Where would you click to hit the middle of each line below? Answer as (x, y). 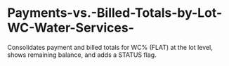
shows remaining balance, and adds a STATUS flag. (82, 55)
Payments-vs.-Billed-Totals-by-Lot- (115, 13)
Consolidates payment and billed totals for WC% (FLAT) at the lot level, (110, 47)
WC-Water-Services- (71, 28)
